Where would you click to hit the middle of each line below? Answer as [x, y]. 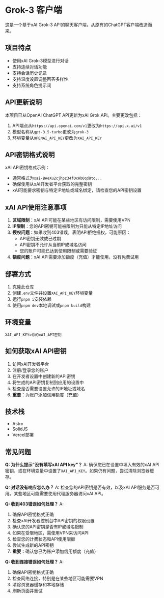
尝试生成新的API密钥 [33, 545]
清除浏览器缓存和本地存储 [38, 585]
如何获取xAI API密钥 [36, 351]
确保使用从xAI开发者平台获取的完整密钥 [52, 184]
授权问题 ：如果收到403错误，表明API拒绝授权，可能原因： [71, 232]
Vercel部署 [23, 435]
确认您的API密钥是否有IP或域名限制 [48, 527]
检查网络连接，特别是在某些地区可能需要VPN [57, 578]
